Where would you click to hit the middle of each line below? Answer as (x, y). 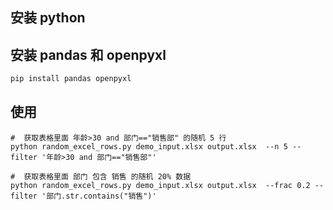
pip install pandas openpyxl (71, 79)
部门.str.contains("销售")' (101, 196)
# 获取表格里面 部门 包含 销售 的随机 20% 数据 (101, 176)
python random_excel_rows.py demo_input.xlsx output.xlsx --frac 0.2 (160, 185)
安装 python (48, 18)
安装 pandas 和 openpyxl (88, 54)
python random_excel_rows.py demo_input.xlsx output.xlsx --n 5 (149, 146)
